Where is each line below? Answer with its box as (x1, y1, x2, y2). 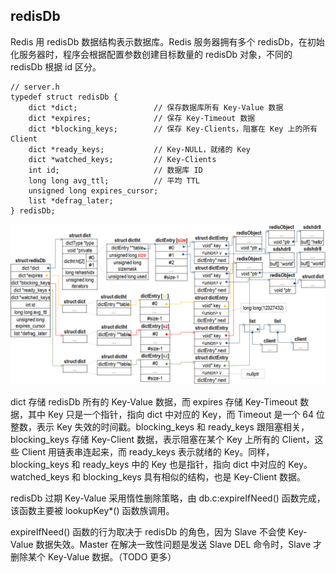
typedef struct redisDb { (10, 92, 118, 102)
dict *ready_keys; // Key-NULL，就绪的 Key (28, 144, 252, 154)
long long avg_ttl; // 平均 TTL (28, 175, 200, 186)
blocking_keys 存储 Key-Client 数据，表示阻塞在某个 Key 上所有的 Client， (10, 433, 315, 445)
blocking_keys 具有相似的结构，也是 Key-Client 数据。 (83, 470, 307, 483)
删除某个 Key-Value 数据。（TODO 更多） (10, 550, 177, 563)
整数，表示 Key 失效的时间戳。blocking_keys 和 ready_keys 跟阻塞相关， (10, 420, 310, 433)
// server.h (10, 82, 60, 92)
